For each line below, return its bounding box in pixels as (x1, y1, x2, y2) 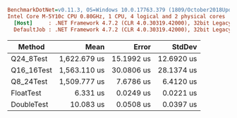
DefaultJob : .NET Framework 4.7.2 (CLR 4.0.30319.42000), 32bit (13, 26, 210, 33)
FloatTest (11, 88, 42, 98)
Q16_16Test (11, 65, 53, 74)
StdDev (171, 41, 197, 51)
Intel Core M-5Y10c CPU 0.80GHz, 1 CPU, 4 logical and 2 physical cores (7, 13, 226, 20)
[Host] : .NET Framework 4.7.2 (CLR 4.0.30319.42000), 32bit (13, 19, 210, 27)
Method (18, 41, 45, 51)
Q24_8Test (11, 53, 48, 63)
